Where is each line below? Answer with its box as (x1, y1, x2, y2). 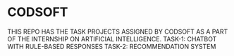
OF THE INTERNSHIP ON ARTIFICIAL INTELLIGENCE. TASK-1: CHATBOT (7, 34, 217, 43)
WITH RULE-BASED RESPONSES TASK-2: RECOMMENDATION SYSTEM (7, 42, 216, 50)
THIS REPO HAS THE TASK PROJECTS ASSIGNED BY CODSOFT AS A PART (7, 27, 228, 36)
